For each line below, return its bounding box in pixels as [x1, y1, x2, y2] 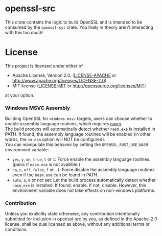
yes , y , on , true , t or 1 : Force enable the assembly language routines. [12, 156, 151, 162]
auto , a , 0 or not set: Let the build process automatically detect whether [12, 177, 156, 183]
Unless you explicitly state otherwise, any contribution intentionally [5, 211, 140, 217]
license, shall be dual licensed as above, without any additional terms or [5, 221, 150, 227]
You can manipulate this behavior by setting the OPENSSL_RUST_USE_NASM [5, 142, 148, 147]
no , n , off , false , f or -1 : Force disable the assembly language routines [12, 167, 155, 173]
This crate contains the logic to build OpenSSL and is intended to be [5, 19, 142, 25]
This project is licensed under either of [5, 63, 83, 69]
